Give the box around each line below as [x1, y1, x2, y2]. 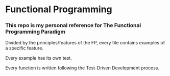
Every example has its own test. [5, 55, 72, 61]
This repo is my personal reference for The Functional [5, 22, 141, 29]
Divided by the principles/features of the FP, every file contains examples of [5, 40, 165, 46]
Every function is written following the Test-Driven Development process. [5, 65, 160, 71]
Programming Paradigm [5, 28, 65, 35]
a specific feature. [5, 45, 43, 52]
